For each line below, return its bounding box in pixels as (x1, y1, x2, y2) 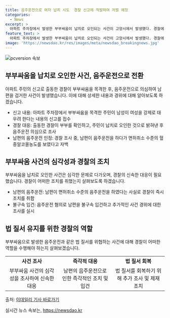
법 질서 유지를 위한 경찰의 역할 (5, 224, 93, 233)
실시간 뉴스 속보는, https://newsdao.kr (5, 307, 82, 313)
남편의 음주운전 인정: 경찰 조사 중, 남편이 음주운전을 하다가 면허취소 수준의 (12, 135, 158, 141)
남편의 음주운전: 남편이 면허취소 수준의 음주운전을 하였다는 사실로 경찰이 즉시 (12, 189, 164, 195)
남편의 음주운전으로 (63, 267, 107, 274)
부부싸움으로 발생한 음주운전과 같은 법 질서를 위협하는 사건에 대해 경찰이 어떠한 (5, 239, 161, 245)
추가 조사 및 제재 (123, 275, 160, 282)
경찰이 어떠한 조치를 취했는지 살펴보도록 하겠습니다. (24, 178, 125, 184)
